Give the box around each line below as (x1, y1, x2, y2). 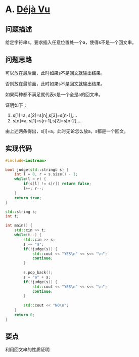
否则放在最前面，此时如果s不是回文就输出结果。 (5, 80, 105, 86)
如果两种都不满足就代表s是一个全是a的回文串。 (5, 91, 104, 97)
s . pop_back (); (23, 270, 53, 275)
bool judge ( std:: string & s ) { (5, 167, 69, 172)
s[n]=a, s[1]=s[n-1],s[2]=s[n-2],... (12, 117, 82, 123)
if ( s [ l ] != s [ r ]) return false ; (23, 181, 92, 187)
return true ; (14, 195, 42, 200)
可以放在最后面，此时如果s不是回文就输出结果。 (5, 70, 105, 76)
